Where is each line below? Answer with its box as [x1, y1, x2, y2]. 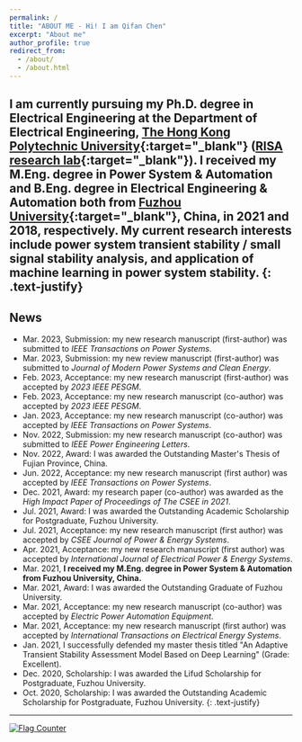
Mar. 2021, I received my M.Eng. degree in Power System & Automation [22, 563, 292, 574]
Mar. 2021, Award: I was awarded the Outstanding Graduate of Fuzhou [22, 582, 283, 594]
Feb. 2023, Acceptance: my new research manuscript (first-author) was [22, 372, 289, 383]
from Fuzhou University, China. [22, 573, 142, 584]
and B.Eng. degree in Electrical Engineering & [9, 181, 268, 196]
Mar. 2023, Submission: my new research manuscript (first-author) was [22, 334, 288, 344]
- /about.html [17, 64, 70, 73]
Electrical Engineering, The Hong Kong [9, 125, 231, 140]
